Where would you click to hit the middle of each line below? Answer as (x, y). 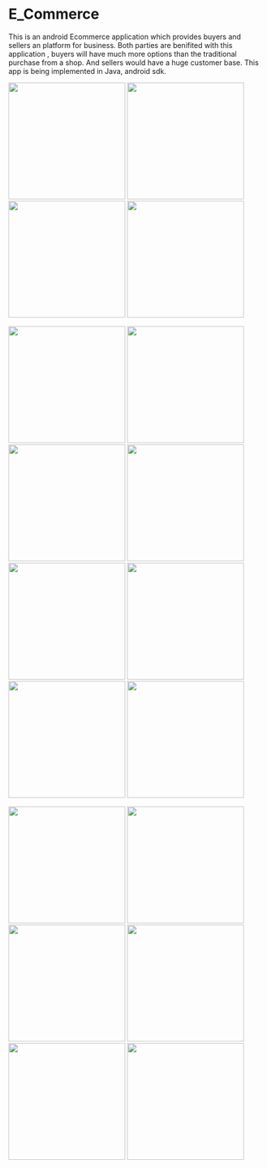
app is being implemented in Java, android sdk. (87, 71)
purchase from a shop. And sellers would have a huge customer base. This (134, 63)
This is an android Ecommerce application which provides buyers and (125, 37)
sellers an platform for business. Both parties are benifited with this (121, 45)
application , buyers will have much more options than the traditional (123, 54)
